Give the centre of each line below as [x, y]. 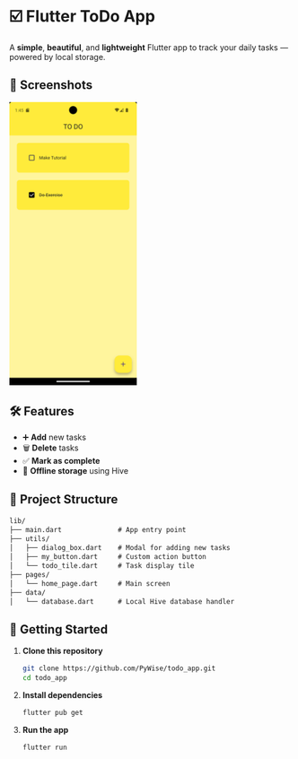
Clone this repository [62, 651]
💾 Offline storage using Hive [75, 471]
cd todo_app [44, 677]
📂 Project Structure [64, 499]
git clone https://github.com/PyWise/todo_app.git [119, 668]
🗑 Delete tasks [50, 448]
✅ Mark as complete [61, 461]
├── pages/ [30, 575]
